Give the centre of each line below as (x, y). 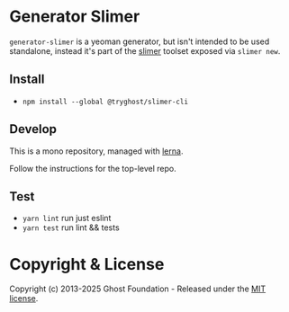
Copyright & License (87, 264)
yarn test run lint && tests (71, 227)
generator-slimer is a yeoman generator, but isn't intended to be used (140, 41)
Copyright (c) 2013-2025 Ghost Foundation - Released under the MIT (138, 289)
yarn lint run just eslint (67, 218)
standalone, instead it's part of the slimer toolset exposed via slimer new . (145, 50)
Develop (33, 129)
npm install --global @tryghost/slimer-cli (105, 102)
